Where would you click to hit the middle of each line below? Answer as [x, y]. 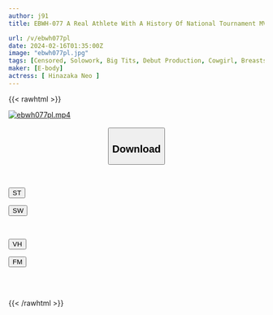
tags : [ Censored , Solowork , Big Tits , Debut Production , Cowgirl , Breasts [138, 61]
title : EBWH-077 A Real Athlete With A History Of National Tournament [132, 24]
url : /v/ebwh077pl [39, 38]
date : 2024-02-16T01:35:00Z [56, 45]
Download [136, 149]
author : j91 [28, 16]
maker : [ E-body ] [36, 69]
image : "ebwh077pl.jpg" [49, 54]
